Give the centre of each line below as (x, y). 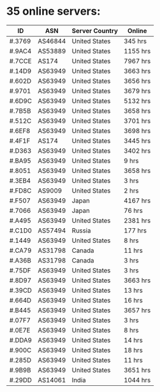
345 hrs (135, 41)
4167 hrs (137, 201)
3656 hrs (137, 81)
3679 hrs (137, 91)
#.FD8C (20, 190)
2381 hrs (137, 220)
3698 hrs (137, 131)
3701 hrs (137, 121)
